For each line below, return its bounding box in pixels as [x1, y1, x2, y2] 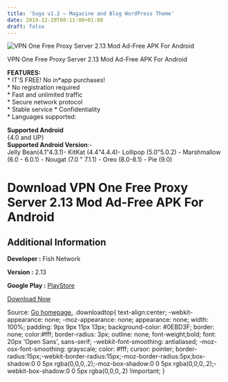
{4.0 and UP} [7, 133, 44, 142]
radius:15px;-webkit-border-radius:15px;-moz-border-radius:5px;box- [7, 352, 206, 361]
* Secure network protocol [7, 98, 83, 106]
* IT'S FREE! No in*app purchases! [7, 76, 106, 84]
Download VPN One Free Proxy [7, 180, 189, 195]
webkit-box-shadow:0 [7, 367, 70, 375]
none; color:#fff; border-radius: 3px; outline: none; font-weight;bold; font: [7, 330, 216, 338]
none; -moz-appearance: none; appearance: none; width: [44, 316, 209, 324]
